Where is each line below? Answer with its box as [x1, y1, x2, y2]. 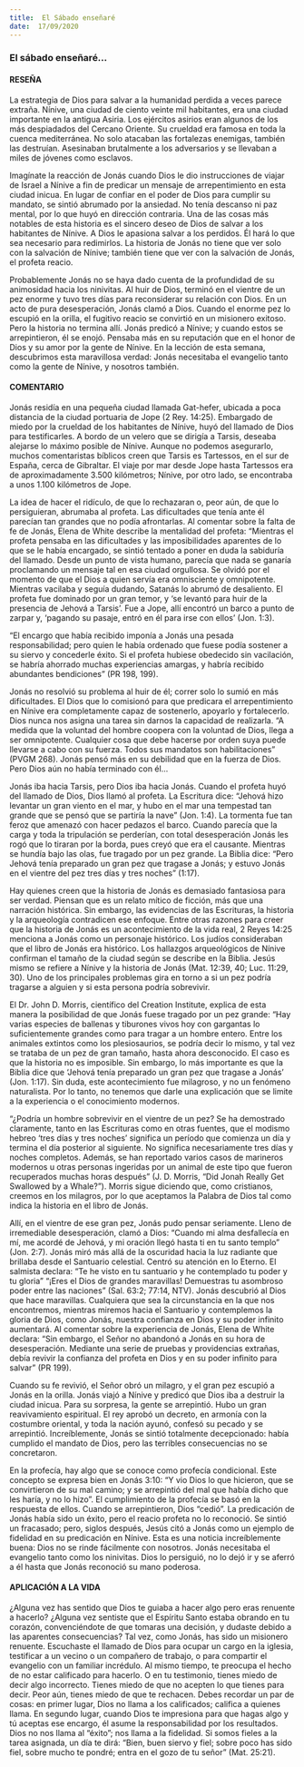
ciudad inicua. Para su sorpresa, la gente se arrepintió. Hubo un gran [9, 1399, 267, 1409]
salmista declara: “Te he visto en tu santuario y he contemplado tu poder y [9, 1265, 288, 1276]
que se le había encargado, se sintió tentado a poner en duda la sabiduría [9, 545, 284, 555]
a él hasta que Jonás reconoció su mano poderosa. [9, 1561, 201, 1572]
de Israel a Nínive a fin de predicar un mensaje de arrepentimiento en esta [9, 179, 287, 191]
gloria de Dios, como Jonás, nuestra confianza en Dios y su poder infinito [9, 1313, 284, 1325]
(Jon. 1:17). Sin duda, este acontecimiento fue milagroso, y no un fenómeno [9, 1076, 291, 1087]
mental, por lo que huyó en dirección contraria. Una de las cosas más [9, 208, 270, 219]
